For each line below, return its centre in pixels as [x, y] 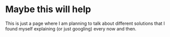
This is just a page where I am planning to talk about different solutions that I [85, 23]
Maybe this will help [48, 9]
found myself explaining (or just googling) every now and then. [71, 28]
